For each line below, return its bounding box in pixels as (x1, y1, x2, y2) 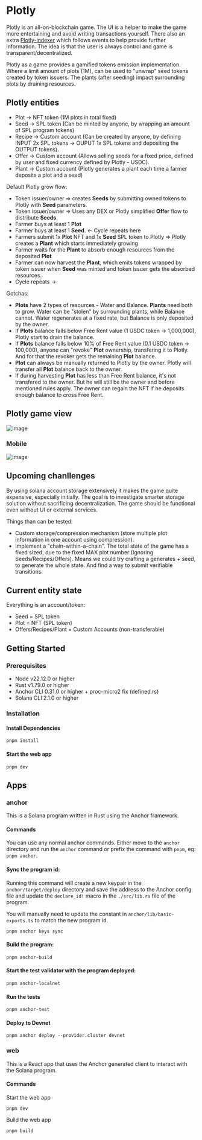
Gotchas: (6, 290, 29, 297)
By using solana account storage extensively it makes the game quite (6, 487, 178, 494)
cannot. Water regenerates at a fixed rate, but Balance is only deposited (14, 314, 194, 321)
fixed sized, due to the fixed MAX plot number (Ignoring (14, 548, 154, 556)
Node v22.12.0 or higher (14, 675, 75, 682)
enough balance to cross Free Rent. (14, 391, 104, 398)
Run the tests (6, 993, 40, 1000)
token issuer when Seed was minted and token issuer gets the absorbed (14, 265, 195, 272)
